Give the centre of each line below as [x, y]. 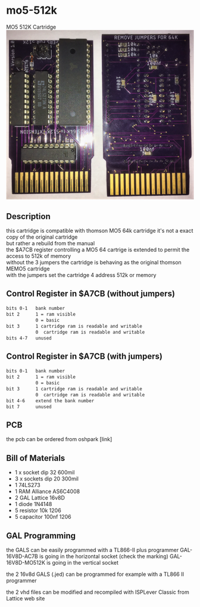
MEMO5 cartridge [28, 269]
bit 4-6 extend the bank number [50, 400]
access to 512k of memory [39, 256]
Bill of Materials [36, 458]
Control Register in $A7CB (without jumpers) [91, 294]
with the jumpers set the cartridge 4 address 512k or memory [81, 275]
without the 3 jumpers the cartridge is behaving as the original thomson [94, 263]
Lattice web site [26, 599]
